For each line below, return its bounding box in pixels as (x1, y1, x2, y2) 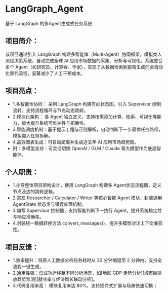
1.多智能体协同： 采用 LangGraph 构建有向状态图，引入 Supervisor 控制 (12, 101, 161, 107)
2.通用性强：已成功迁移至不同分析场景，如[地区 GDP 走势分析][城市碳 (12, 270, 158, 276)
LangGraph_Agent (5, 3, 83, 15)
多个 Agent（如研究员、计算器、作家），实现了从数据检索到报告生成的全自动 (5, 64, 163, 70)
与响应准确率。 (12, 214, 44, 220)
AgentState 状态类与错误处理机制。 (12, 201, 87, 207)
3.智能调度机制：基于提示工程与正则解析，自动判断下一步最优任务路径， (12, 126, 163, 132)
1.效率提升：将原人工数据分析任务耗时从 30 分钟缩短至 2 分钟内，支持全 (12, 257, 162, 264)
